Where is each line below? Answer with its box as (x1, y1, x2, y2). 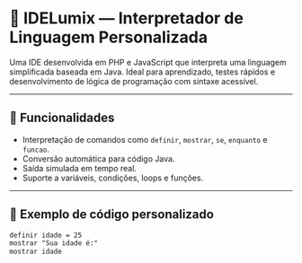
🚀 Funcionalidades (9, 110, 115, 126)
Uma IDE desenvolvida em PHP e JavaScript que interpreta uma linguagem (9, 57, 288, 67)
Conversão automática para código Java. (22, 153, 175, 164)
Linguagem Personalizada (9, 27, 209, 48)
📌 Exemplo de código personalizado (9, 206, 214, 223)
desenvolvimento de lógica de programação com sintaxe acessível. (9, 75, 259, 86)
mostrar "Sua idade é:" (9, 239, 99, 248)
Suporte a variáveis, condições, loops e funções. (22, 172, 204, 183)
